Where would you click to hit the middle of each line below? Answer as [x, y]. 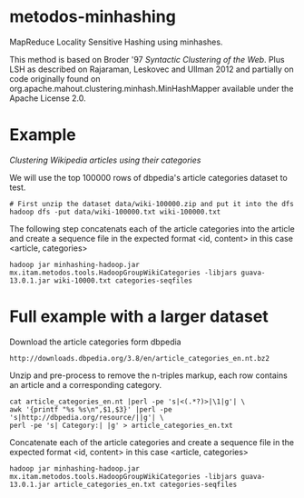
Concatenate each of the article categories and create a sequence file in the [152, 442]
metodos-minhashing [93, 17]
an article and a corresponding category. [86, 384]
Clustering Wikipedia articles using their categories [105, 160]
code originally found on [55, 78]
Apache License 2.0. [48, 98]
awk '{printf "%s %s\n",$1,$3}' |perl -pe [91, 409]
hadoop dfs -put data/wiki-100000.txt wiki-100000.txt [115, 212]
